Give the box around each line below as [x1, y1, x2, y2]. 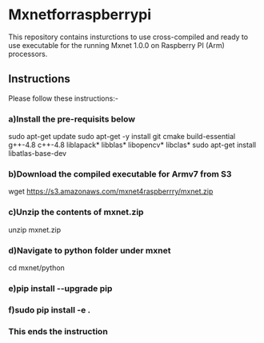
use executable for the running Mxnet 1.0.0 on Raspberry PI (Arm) [8, 40, 226, 50]
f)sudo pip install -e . [8, 304, 91, 315]
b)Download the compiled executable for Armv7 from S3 [8, 168, 232, 179]
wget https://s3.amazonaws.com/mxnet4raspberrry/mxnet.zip [8, 186, 214, 197]
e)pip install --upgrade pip [8, 282, 113, 293]
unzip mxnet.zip [8, 225, 62, 234]
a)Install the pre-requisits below [8, 114, 136, 125]
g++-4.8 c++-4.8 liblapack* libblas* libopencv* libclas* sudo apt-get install [8, 140, 257, 150]
